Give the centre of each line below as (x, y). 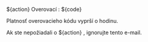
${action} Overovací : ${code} (44, 9)
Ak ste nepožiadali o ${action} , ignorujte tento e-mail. (74, 32)
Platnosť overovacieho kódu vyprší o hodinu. (62, 21)
